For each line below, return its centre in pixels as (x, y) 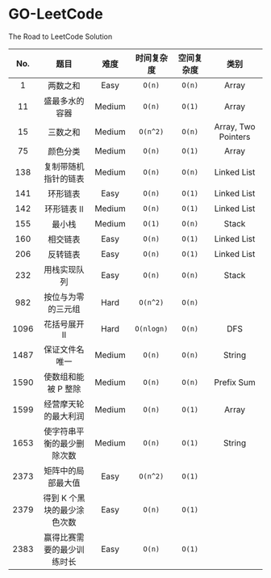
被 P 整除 (64, 389)
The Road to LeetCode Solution (60, 36)
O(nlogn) (151, 329)
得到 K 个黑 (65, 498)
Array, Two (235, 126)
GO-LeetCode (56, 14)
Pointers (235, 137)
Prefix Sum (234, 382)
